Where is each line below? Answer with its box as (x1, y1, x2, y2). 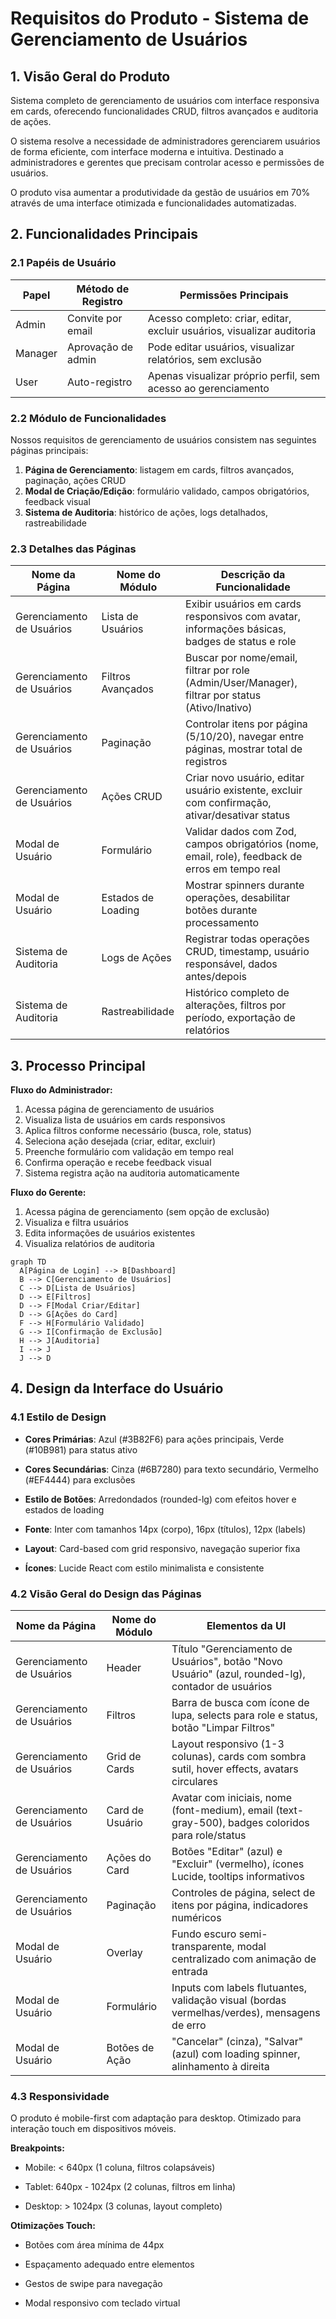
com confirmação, (185, 796, 272, 810)
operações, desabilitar (185, 891, 291, 905)
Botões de (106, 2041, 155, 2055)
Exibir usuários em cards (185, 597, 302, 611)
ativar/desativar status (185, 808, 291, 822)
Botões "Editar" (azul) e (171, 1845, 283, 1859)
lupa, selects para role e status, (171, 1708, 318, 1722)
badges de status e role (185, 635, 297, 649)
